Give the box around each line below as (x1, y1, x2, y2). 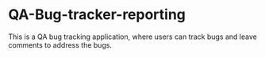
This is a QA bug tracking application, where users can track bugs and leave (8, 32, 258, 41)
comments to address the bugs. (8, 40, 113, 49)
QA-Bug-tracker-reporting (8, 6, 186, 24)
